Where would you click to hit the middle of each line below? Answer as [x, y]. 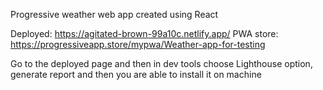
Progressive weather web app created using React [114, 14]
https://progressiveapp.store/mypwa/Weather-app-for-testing [138, 44]
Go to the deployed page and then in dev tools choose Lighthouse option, [161, 63]
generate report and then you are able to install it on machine [136, 74]
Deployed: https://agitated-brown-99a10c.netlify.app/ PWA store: [144, 33]
